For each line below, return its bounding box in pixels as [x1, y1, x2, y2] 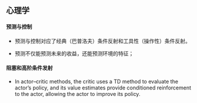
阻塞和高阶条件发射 [6, 64, 53, 72]
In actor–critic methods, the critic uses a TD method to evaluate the [14, 78, 179, 85]
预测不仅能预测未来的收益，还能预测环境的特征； [14, 49, 134, 57]
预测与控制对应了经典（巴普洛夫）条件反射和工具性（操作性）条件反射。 [14, 37, 191, 44]
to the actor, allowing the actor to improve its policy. [14, 90, 140, 97]
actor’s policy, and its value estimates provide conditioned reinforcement [14, 84, 192, 91]
